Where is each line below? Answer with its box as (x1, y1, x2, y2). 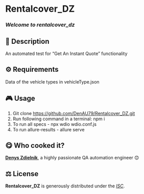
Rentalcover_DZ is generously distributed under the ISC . (5, 183, 125, 189)
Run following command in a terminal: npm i (12, 116, 105, 122)
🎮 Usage (5, 94, 35, 103)
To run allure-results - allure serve (12, 126, 85, 132)
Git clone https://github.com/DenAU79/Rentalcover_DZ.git (12, 110, 135, 116)
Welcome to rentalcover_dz (5, 21, 75, 29)
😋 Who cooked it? (5, 141, 65, 150)
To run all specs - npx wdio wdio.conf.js (12, 121, 97, 127)
